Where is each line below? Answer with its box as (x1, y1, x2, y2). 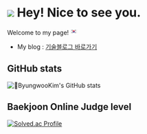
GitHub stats (7, 63, 63, 75)
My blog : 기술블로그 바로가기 (16, 43, 98, 51)
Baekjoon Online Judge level (7, 101, 132, 113)
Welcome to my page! (7, 28, 69, 36)
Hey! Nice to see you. (16, 5, 142, 21)
